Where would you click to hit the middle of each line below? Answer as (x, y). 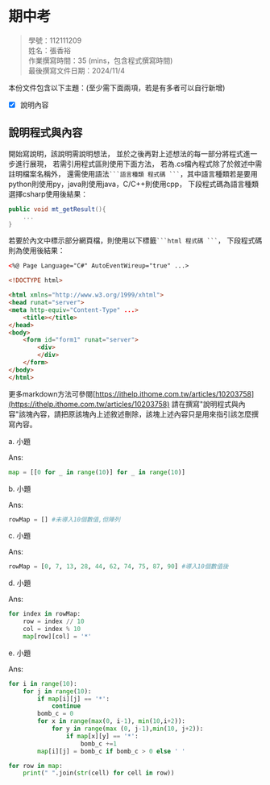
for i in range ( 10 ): (43, 683)
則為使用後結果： (37, 251)
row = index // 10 (54, 621)
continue (66, 706)
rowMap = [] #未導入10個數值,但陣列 (64, 519)
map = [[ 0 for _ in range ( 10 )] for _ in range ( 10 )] (97, 472)
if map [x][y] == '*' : (102, 736)
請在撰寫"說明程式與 (205, 404)
